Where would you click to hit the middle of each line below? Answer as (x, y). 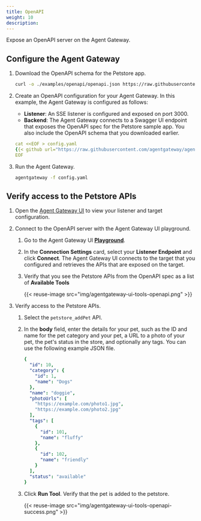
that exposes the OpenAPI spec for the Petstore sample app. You (104, 127)
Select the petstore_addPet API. (63, 318)
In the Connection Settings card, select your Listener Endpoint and (108, 252)
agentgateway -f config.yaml (51, 178)
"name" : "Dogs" (54, 382)
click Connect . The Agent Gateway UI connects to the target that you (109, 258)
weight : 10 (20, 17)
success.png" (41, 511)
